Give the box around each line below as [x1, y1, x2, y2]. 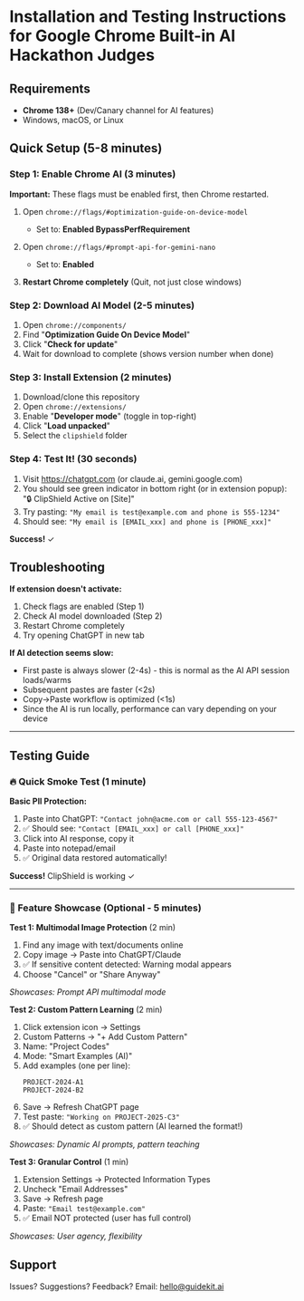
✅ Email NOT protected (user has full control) [22, 1212, 192, 1224]
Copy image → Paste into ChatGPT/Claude [22, 949, 182, 960]
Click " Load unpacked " [22, 420, 111, 431]
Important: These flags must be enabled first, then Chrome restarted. [9, 188, 270, 199]
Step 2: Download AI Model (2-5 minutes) [9, 299, 195, 312]
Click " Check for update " [22, 338, 119, 350]
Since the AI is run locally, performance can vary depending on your [22, 704, 278, 715]
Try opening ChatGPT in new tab [22, 630, 145, 641]
